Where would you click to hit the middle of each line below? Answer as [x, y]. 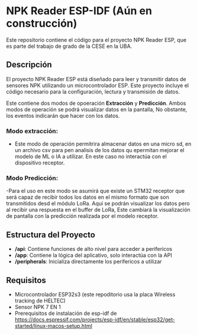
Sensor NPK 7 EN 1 [38, 307]
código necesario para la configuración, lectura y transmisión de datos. [93, 91]
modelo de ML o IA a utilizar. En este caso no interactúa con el [91, 157]
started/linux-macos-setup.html [54, 326]
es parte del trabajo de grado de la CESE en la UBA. [69, 46]
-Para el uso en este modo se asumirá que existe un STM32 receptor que [96, 191]
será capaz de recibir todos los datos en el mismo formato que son [88, 197]
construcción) [42, 23]
